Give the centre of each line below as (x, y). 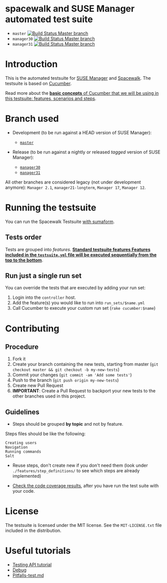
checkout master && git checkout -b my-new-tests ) (66, 369)
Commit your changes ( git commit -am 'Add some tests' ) (72, 375)
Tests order (23, 237)
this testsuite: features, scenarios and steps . (51, 98)
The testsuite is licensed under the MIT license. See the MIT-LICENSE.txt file (83, 525)
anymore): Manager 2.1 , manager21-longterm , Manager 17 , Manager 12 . (75, 187)
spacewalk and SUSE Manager (70, 9)
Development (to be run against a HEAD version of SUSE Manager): (82, 132)
